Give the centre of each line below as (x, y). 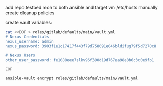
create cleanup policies (30, 13)
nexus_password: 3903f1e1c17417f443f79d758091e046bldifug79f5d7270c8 (81, 46)
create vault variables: (29, 23)
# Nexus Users (20, 55)
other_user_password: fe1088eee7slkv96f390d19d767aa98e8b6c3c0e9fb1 (80, 60)
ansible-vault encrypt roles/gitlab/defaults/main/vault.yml (72, 78)
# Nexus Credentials (27, 37)
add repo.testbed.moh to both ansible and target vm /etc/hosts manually (81, 7)
